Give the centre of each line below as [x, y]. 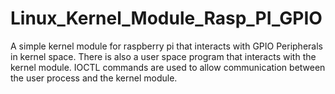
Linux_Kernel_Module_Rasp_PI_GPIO [166, 18]
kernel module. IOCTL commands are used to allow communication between [168, 67]
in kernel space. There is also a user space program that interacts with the [163, 56]
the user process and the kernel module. [94, 78]
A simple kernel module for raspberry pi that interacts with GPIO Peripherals [166, 46]
